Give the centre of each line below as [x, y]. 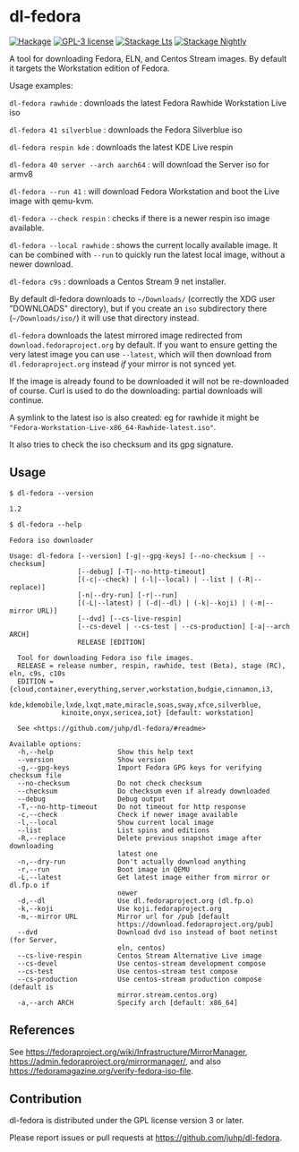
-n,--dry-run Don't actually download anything [132, 862]
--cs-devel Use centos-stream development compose [142, 963]
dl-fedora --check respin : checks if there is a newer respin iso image [140, 218]
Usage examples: [41, 85]
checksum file [36, 775]
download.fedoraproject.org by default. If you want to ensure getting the [143, 344]
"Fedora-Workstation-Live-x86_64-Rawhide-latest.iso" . [113, 426]
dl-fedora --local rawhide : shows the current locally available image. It [144, 245]
